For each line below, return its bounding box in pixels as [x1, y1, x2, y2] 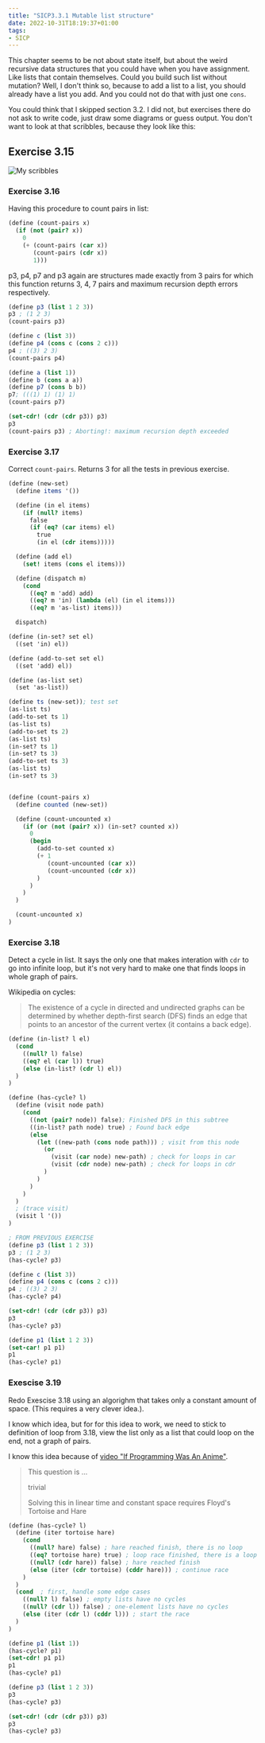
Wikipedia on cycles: [8, 987, 76, 997]
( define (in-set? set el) [8, 633, 94, 641]
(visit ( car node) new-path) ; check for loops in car [50, 1153, 236, 1161]
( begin [29, 837, 52, 846]
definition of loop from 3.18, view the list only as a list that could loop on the [8, 1427, 255, 1437]
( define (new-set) [8, 480, 69, 488]
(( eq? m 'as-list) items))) [29, 604, 123, 613]
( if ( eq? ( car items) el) [29, 523, 115, 531]
